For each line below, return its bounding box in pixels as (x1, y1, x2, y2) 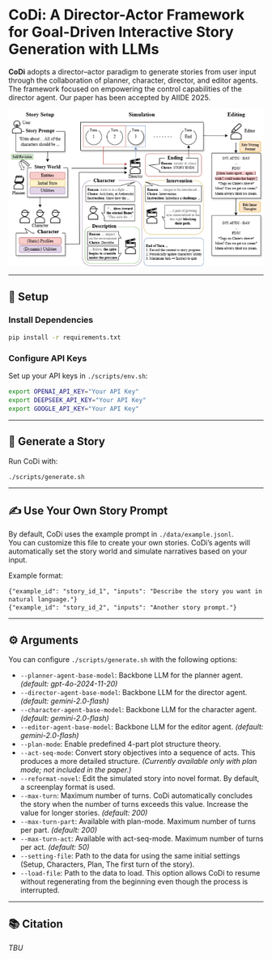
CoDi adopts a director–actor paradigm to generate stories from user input (8, 66, 257, 76)
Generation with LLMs (8, 40, 159, 58)
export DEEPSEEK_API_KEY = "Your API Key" (8, 396, 147, 404)
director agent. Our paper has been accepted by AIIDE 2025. (8, 92, 211, 102)
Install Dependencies (8, 314, 94, 325)
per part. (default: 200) (19, 825, 98, 834)
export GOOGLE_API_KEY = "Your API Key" (8, 405, 139, 413)
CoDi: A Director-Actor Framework (8, 6, 245, 24)
